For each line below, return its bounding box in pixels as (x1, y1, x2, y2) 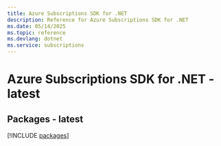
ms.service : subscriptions (7, 42, 84, 49)
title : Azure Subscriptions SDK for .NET (7, 10, 128, 17)
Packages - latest (7, 113, 84, 125)
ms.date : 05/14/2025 (7, 23, 67, 29)
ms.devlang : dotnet (7, 36, 63, 42)
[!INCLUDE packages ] (7, 132, 69, 139)
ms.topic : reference (7, 29, 67, 36)
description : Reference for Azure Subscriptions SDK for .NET (7, 16, 189, 23)
